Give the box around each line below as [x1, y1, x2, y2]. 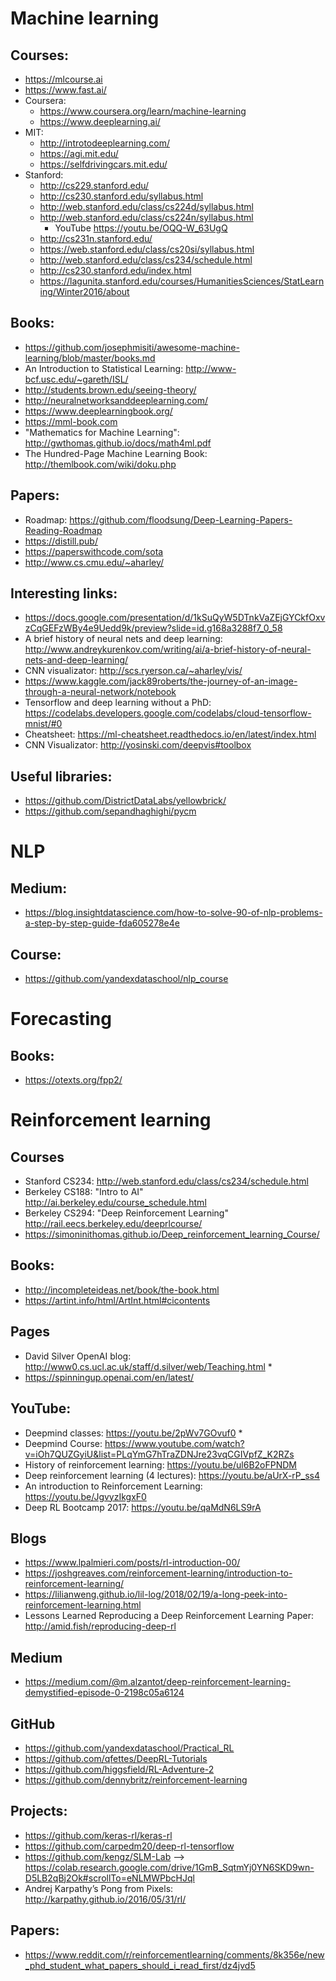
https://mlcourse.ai [24, 73, 103, 85]
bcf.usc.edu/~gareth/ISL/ [24, 373, 129, 385]
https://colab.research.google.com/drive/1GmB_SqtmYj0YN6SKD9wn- [24, 1861, 315, 1873]
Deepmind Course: [24, 1437, 103, 1449]
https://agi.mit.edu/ [39, 148, 119, 159]
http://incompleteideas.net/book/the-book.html [24, 1283, 220, 1296]
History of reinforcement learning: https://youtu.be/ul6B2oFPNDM [24, 1458, 298, 1471]
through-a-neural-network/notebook [24, 686, 177, 698]
